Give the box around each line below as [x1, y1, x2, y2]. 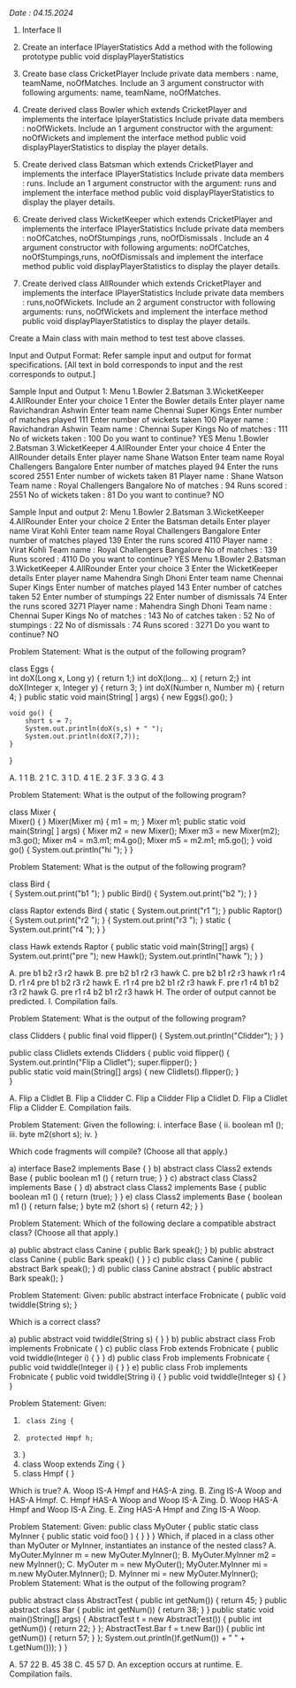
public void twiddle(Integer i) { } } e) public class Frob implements [9, 1362, 248, 1372]
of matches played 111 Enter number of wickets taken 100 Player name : [9, 414, 269, 424]
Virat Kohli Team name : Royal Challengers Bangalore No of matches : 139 [9, 545, 277, 554]
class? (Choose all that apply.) [9, 1227, 119, 1238]
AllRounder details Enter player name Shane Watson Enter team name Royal [9, 452, 285, 462]
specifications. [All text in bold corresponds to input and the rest [9, 360, 243, 370]
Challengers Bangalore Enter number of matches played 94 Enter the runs [9, 461, 278, 472]
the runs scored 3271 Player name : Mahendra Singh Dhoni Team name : [9, 601, 272, 611]
